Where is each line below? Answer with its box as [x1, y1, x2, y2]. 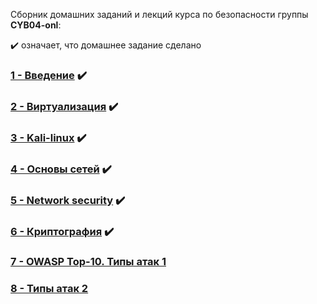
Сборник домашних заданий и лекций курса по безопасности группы [10, 9, 309, 20]
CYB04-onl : [10, 19, 62, 31]
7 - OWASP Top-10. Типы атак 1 [10, 255, 167, 269]
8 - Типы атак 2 [10, 282, 89, 296]
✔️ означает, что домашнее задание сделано [10, 39, 202, 51]
